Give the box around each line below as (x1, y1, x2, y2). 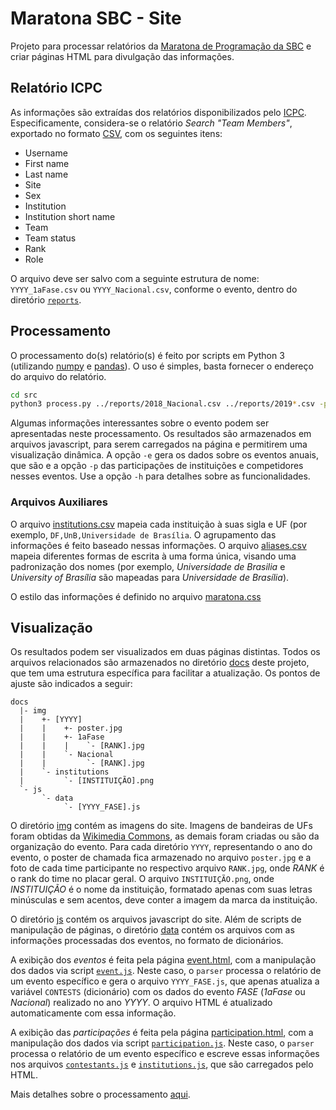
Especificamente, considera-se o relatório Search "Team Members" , (10, 117, 293, 129)
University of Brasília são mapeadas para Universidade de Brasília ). (10, 571, 290, 583)
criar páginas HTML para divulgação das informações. (10, 50, 235, 62)
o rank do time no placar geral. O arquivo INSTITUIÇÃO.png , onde (10, 873, 275, 885)
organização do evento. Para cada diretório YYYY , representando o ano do (10, 841, 313, 853)
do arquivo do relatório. (10, 370, 107, 382)
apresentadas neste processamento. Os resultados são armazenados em (10, 428, 312, 440)
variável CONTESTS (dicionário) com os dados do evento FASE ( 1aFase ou (10, 986, 306, 998)
